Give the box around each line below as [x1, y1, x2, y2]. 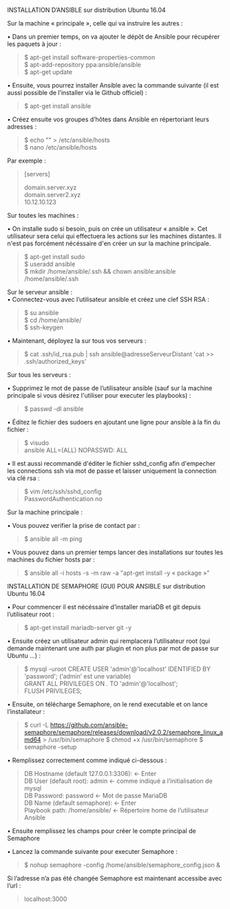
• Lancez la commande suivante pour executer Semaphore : [7, 848, 178, 855]
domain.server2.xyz [23, 191, 81, 198]
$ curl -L [23, 721, 50, 729]
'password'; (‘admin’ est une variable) [23, 672, 132, 680]
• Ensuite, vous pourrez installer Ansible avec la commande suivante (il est [7, 81, 219, 89]
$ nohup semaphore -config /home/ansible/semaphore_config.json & [23, 861, 220, 869]
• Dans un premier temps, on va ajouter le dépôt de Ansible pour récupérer [7, 32, 220, 41]
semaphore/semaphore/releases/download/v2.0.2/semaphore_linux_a [23, 728, 224, 736]
